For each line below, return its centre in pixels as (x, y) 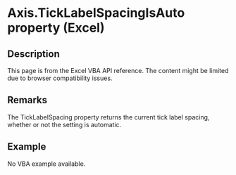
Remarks (27, 100)
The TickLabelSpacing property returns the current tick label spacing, (108, 117)
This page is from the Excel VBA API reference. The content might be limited (118, 71)
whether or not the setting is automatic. (64, 124)
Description (33, 54)
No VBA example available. (46, 164)
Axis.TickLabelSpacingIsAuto (96, 13)
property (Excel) (56, 28)
